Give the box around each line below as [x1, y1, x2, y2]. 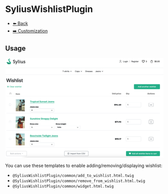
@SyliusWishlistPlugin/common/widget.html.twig [12, 184, 114, 189]
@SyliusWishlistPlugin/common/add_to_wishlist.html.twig [12, 173, 134, 178]
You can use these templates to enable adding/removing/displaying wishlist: [5, 162, 162, 168]
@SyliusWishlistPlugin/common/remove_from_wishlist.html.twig [12, 178, 145, 183]
